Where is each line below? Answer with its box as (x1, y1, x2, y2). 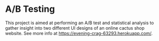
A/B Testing (5, 3, 55, 15)
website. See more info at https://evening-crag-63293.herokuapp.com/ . (5, 30, 153, 36)
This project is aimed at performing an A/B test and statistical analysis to (5, 20, 154, 26)
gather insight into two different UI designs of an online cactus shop (5, 25, 145, 31)
